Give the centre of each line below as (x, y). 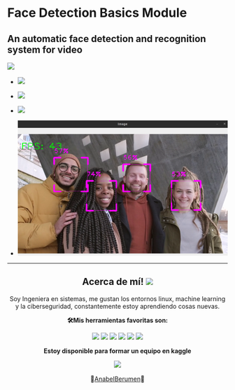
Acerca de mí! (113, 282)
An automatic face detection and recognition (107, 39)
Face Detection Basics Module (97, 13)
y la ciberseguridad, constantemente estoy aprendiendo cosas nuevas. (117, 306)
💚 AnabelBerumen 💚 (117, 379)
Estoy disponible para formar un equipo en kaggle (117, 351)
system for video (45, 49)
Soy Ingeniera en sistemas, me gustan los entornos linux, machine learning (117, 298)
